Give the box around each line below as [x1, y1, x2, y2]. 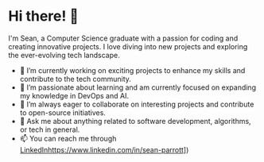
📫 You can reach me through [19, 133, 117, 143]
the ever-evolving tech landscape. [8, 50, 121, 60]
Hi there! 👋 [8, 7, 80, 25]
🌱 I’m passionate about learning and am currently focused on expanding [19, 83, 257, 92]
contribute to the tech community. [19, 74, 131, 83]
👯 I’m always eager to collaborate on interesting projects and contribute [19, 99, 254, 109]
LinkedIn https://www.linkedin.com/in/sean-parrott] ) [19, 145, 189, 154]
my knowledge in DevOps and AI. [19, 91, 130, 100]
